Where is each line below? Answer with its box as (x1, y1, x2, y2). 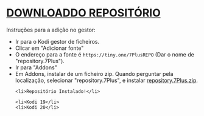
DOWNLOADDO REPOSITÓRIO (6, 6, 161, 20)
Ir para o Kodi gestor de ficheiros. (15, 38, 99, 45)
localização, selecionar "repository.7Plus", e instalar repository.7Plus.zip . (15, 77, 198, 84)
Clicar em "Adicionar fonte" (15, 44, 84, 52)
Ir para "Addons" (15, 64, 58, 71)
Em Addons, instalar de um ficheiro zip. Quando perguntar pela (15, 70, 174, 77)
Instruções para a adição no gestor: (6, 26, 96, 33)
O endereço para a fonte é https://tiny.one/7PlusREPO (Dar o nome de (15, 50, 195, 58)
